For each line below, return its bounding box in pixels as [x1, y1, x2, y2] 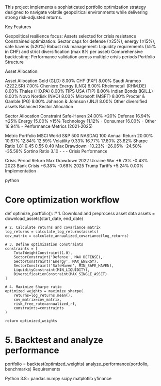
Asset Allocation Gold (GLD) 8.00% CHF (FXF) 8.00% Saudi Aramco [5, 78, 142, 84]
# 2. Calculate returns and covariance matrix [5, 225, 101, 230]
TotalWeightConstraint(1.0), [14, 250, 73, 255]
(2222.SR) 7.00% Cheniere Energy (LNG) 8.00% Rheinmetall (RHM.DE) [5, 83, 146, 89]
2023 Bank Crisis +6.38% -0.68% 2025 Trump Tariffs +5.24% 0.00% [5, 163, 144, 168]
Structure [5, 59, 24, 65]
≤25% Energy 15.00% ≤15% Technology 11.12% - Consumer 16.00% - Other [5, 118, 156, 124]
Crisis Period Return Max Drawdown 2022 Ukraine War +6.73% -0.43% [5, 158, 148, 163]
